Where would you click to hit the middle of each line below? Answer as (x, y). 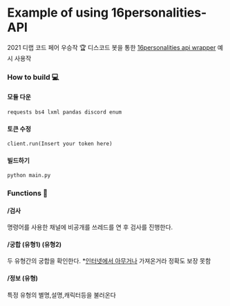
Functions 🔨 (28, 193)
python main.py (29, 175)
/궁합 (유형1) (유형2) (35, 244)
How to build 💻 (33, 77)
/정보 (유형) (22, 278)
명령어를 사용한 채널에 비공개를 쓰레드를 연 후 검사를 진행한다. (90, 227)
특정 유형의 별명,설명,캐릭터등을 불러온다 (61, 295)
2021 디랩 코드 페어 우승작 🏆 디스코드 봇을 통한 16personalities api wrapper (112, 47)
